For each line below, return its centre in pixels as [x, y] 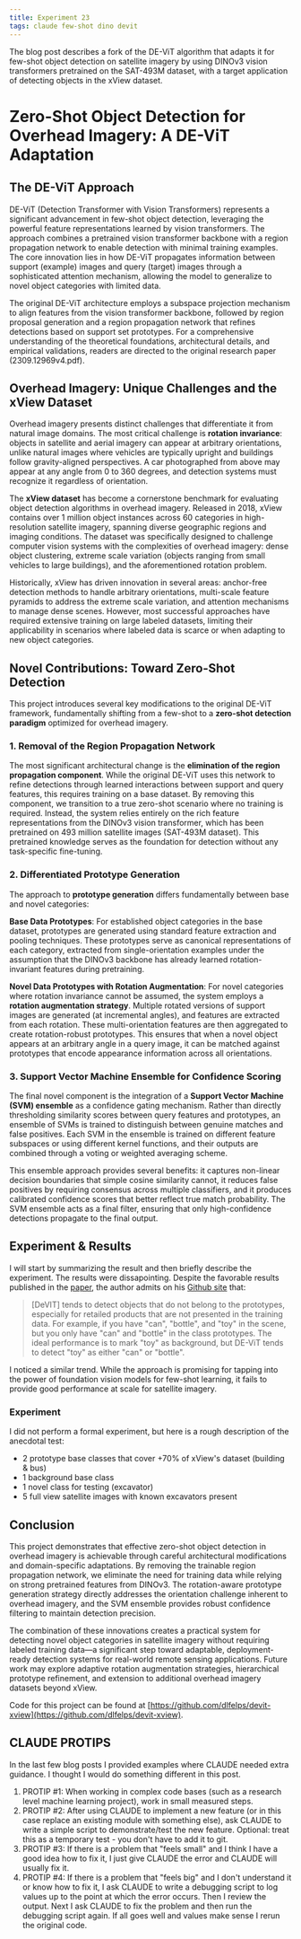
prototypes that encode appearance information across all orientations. [141, 1053]
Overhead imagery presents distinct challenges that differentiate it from [141, 424]
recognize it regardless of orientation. [79, 481]
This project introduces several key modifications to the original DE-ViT [141, 704]
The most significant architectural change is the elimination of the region [145, 766]
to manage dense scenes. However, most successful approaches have [140, 611]
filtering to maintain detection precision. [83, 1613]
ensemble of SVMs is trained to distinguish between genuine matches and [146, 1125]
